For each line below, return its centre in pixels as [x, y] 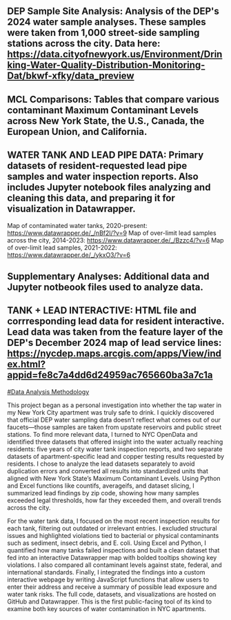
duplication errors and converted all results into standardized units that [108, 471]
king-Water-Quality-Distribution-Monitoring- [106, 65]
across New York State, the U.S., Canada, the [106, 121]
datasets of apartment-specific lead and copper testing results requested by [116, 456]
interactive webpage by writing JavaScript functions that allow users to [108, 579]
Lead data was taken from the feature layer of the [115, 332]
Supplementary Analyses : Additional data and [108, 276]
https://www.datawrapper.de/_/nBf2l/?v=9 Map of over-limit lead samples [112, 233]
